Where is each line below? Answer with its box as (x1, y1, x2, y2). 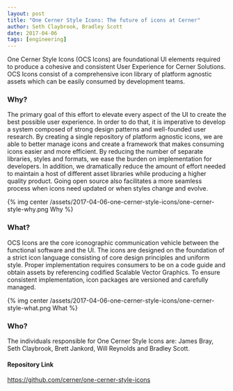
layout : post (7, 10, 45, 17)
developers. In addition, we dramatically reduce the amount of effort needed (7, 162, 226, 170)
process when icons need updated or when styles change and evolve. (7, 184, 209, 193)
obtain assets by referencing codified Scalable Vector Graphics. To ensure (7, 268, 220, 276)
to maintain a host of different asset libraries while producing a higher (7, 170, 207, 178)
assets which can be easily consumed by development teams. (7, 77, 186, 86)
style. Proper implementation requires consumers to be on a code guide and (7, 260, 226, 269)
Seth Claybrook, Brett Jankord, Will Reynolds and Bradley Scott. (7, 344, 190, 353)
